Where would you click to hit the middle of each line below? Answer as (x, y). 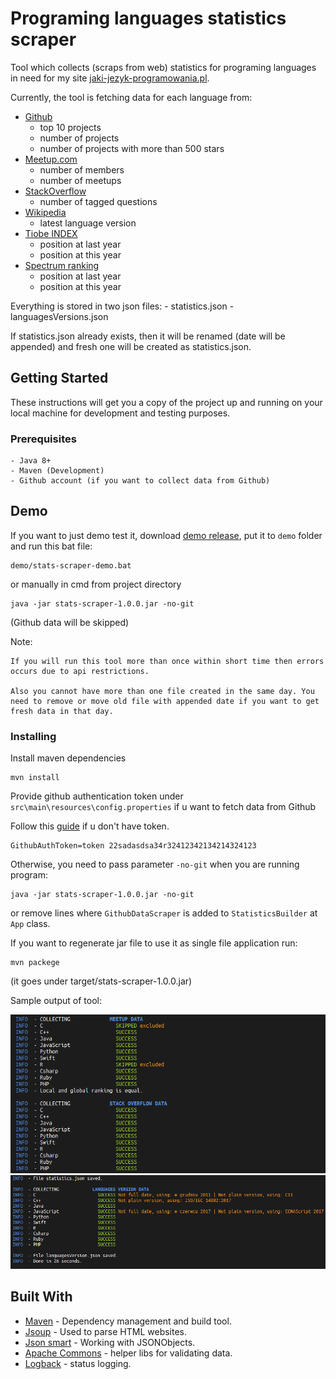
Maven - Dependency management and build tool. (128, 1321)
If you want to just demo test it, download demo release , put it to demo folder (166, 535)
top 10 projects (70, 127)
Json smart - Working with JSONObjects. (110, 1342)
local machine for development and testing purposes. (120, 413)
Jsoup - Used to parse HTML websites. (106, 1331)
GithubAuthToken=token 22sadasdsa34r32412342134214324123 (133, 846)
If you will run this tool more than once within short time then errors (167, 661)
